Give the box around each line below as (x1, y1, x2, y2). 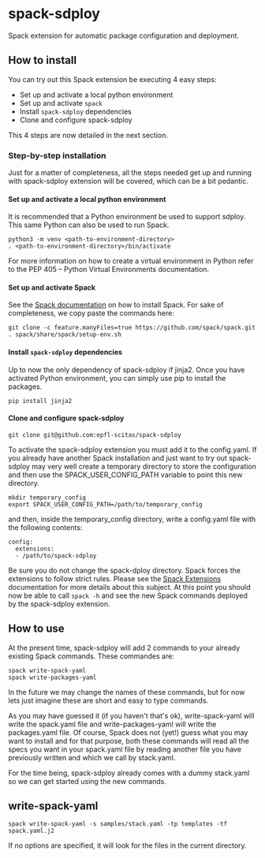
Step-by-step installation (8, 150, 106, 161)
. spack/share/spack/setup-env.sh (8, 330, 122, 339)
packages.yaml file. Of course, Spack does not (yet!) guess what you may (8, 727, 248, 737)
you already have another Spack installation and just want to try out (8, 453, 227, 462)
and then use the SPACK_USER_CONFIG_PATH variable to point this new (8, 470, 243, 479)
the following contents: (8, 522, 83, 532)
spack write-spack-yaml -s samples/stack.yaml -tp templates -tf (8, 820, 227, 828)
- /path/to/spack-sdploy (15, 551, 97, 560)
